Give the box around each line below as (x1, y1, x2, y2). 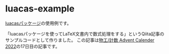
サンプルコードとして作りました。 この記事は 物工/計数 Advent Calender (5, 37, 155, 43)
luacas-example (5, 3, 75, 14)
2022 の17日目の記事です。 (5, 43, 60, 49)
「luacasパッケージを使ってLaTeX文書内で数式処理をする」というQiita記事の (5, 30, 165, 36)
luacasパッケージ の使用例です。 (5, 20, 72, 26)
